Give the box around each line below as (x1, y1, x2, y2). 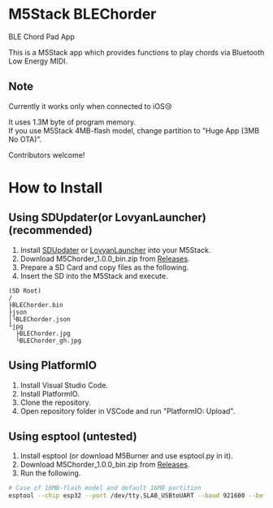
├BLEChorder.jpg (15, 329, 71, 337)
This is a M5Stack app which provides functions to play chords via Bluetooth (8, 47, 265, 57)
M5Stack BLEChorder (8, 5, 157, 24)
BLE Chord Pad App (8, 32, 75, 41)
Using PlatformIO (8, 358, 97, 372)
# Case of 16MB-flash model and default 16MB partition (8, 484, 201, 493)
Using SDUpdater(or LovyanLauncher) (8, 211, 207, 224)
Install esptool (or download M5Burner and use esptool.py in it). (19, 451, 233, 461)
